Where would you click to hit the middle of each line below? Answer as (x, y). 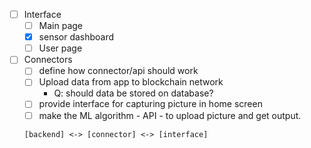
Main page (61, 26)
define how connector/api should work (118, 71)
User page (60, 48)
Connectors (48, 60)
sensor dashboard (76, 37)
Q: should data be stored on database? (133, 93)
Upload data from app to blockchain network (131, 82)
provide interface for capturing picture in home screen (150, 104)
